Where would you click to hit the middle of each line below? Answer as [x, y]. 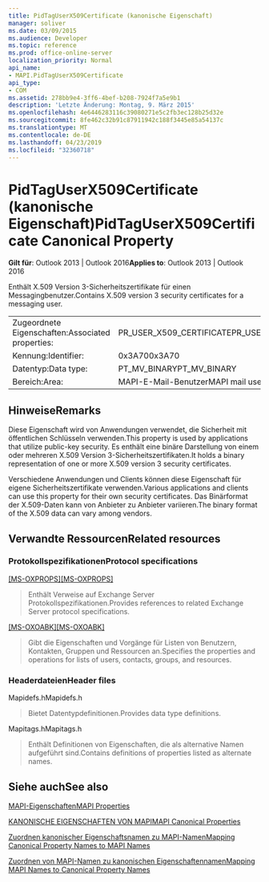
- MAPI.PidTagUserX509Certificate [66, 75]
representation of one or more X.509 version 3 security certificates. [120, 464]
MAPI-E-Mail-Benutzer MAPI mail [182, 382]
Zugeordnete [37, 323]
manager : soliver [37, 23]
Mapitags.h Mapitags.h [45, 729]
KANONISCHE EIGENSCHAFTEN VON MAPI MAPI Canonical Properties [124, 821]
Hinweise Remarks [55, 410]
